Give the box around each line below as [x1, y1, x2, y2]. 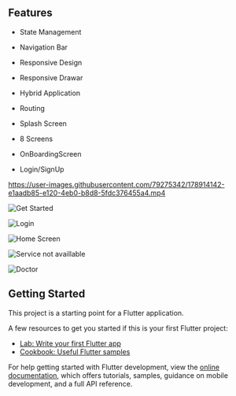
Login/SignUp [19, 165, 65, 174]
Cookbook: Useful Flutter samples [19, 346, 131, 357]
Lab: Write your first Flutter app [19, 339, 122, 348]
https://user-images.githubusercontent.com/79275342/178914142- [8, 179, 225, 189]
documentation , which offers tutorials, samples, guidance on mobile [8, 370, 228, 380]
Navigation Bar [19, 43, 68, 52]
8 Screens [19, 134, 53, 143]
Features [8, 6, 53, 20]
